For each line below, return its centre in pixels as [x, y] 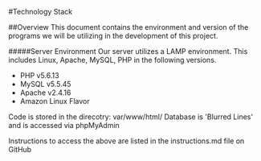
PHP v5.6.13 [39, 75]
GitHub [20, 149]
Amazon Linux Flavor [55, 101]
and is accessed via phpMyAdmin [64, 125]
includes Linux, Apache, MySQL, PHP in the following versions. [112, 60]
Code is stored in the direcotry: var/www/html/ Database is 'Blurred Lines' [131, 117]
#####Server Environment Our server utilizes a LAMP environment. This [128, 51]
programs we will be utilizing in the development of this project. [113, 36]
